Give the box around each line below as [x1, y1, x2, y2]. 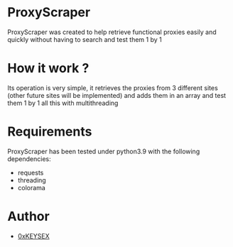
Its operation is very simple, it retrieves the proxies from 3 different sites [7, 83, 218, 92]
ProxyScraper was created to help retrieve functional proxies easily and [7, 28, 217, 36]
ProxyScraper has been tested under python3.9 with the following [7, 147, 200, 155]
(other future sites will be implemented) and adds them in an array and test [7, 91, 226, 99]
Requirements [7, 123, 92, 140]
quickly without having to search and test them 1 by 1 [7, 35, 162, 43]
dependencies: [7, 154, 51, 163]
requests [17, 168, 44, 177]
